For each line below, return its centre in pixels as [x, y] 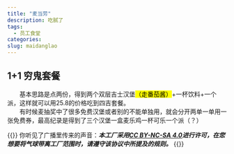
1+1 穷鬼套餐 [34, 76]
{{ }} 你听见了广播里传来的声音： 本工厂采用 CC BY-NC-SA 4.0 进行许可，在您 [116, 135]
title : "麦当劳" [29, 14]
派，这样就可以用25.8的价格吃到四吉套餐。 [69, 102]
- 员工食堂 [27, 33]
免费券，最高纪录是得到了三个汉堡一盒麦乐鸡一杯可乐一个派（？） [108, 120]
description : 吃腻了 [36, 20]
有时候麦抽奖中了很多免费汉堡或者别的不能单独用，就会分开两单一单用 [120, 111]
